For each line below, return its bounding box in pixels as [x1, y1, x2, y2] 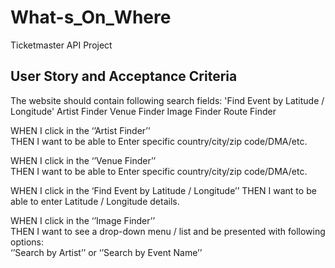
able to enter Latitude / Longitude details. [10, 195, 180, 207]
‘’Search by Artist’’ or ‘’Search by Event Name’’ [10, 246, 203, 258]
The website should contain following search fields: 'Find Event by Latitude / [10, 94, 325, 106]
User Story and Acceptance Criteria [10, 68, 238, 85]
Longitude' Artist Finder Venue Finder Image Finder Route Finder [10, 105, 277, 117]
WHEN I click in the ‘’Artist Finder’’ [10, 124, 151, 136]
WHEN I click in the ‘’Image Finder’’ [10, 214, 156, 226]
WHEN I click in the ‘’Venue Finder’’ [10, 154, 157, 166]
